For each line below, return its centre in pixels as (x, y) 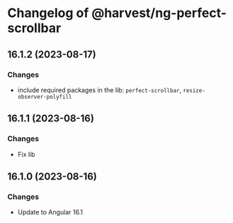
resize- (194, 90)
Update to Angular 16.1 (50, 212)
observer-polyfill (45, 97)
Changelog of (48, 13)
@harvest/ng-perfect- (159, 13)
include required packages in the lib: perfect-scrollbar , (100, 89)
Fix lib (26, 154)
